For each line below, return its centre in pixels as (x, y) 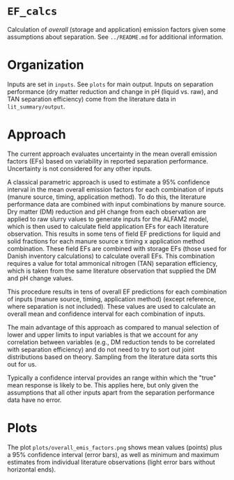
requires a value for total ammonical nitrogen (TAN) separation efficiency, (112, 263)
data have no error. (34, 400)
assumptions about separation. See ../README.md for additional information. (116, 37)
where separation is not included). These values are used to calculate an (111, 306)
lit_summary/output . (36, 106)
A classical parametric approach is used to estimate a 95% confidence (109, 182)
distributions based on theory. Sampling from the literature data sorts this (112, 357)
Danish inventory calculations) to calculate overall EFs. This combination (111, 256)
